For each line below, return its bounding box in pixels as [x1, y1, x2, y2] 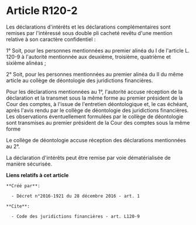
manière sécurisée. [6, 160, 53, 167]
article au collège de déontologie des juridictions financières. [6, 77, 153, 84]
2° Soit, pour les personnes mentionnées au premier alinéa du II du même [6, 71, 184, 78]
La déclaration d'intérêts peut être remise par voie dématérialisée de [6, 154, 171, 161]
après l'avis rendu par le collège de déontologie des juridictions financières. [6, 107, 189, 114]
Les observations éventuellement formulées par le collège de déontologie [6, 112, 184, 120]
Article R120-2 [6, 4, 78, 17]
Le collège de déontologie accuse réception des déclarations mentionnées [6, 136, 186, 143]
